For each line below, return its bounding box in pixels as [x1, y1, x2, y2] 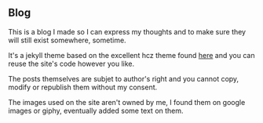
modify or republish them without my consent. [8, 82, 158, 92]
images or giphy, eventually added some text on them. [8, 106, 184, 115]
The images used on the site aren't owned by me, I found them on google [8, 97, 246, 107]
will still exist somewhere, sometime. [8, 35, 127, 45]
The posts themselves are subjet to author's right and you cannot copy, [8, 74, 239, 83]
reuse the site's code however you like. [8, 59, 135, 68]
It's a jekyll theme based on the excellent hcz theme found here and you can [8, 50, 255, 60]
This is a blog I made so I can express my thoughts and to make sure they [8, 27, 246, 36]
